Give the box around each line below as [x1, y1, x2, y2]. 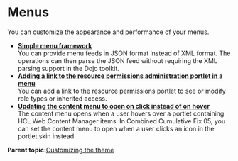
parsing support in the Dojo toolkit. [17, 64, 119, 72]
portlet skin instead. [17, 132, 76, 140]
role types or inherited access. [17, 94, 107, 103]
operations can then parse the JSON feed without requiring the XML [17, 56, 218, 65]
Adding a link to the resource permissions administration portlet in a [17, 72, 223, 80]
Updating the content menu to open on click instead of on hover [17, 101, 210, 110]
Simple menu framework [17, 41, 92, 50]
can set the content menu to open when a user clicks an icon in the [17, 124, 215, 133]
